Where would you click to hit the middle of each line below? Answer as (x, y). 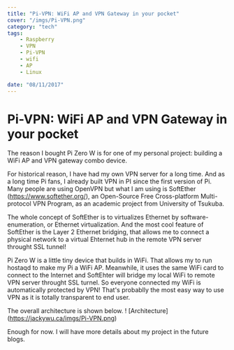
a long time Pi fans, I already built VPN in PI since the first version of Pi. (109, 181)
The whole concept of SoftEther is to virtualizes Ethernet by (93, 218)
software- (195, 218)
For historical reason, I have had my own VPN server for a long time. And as (116, 174)
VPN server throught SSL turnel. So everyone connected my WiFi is (104, 282)
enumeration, (26, 225)
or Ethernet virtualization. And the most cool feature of (125, 225)
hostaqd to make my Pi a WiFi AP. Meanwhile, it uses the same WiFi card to (116, 268)
